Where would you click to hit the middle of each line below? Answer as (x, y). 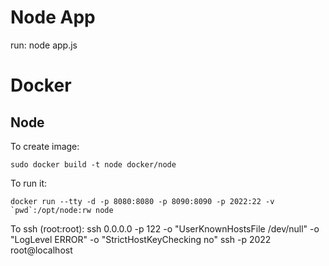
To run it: (29, 183)
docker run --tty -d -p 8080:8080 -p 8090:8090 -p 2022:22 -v (142, 201)
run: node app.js (44, 45)
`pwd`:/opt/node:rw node (62, 210)
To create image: (45, 146)
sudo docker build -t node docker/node (93, 164)
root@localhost (41, 250)
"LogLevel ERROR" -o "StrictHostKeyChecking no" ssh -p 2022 (141, 239)
